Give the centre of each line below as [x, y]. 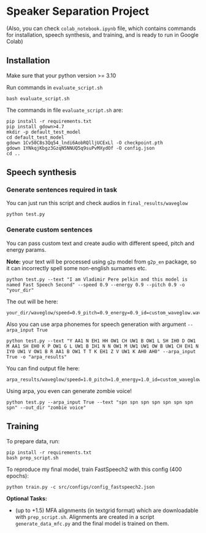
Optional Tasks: [27, 498]
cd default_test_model [35, 137]
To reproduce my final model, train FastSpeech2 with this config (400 [94, 469]
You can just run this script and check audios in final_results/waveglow [97, 203]
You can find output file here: [43, 368]
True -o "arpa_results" [37, 357]
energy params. [26, 249]
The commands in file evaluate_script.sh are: [65, 110]
